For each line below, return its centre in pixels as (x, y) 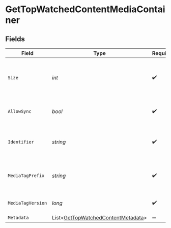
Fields (15, 39)
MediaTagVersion (27, 203)
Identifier (21, 142)
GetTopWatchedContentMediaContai (85, 9)
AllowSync (20, 111)
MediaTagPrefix (26, 176)
